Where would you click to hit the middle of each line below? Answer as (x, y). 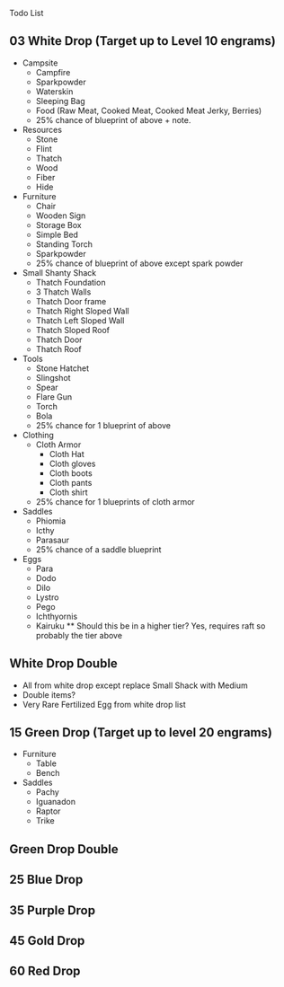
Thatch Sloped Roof (73, 330)
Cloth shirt (68, 492)
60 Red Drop (45, 971)
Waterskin (54, 91)
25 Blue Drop (46, 880)
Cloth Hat (67, 454)
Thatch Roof (59, 348)
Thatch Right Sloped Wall (82, 311)
